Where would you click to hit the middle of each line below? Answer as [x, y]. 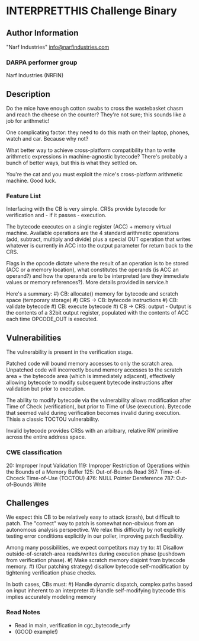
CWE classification [34, 452]
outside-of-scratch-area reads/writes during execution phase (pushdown [96, 554]
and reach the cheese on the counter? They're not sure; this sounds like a [96, 115]
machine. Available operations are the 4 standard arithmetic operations [93, 233]
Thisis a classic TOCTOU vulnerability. [53, 419]
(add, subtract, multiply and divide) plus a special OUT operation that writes [99, 239]
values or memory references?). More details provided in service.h [87, 283]
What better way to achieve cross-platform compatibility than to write [91, 150]
